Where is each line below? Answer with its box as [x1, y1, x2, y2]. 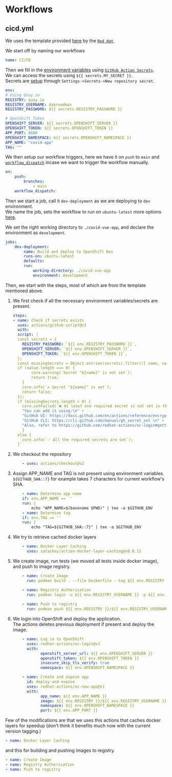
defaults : [24, 258, 45, 264]
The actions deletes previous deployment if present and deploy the [12, 621, 155, 627]
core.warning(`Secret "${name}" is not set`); [31, 370, 133, 375]
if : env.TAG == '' [22, 515, 61, 520]
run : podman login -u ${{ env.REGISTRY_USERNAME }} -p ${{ [26, 592, 155, 597]
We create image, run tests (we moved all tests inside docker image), [12, 558, 159, 564]
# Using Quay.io [5, 92, 40, 98]
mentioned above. [5, 288, 44, 294]
